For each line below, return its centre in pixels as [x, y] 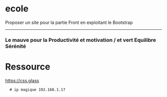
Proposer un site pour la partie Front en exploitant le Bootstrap [69, 22]
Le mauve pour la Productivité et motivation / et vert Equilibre [81, 40]
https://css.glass [22, 81]
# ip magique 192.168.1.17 [38, 90]
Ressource [28, 67]
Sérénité [16, 46]
